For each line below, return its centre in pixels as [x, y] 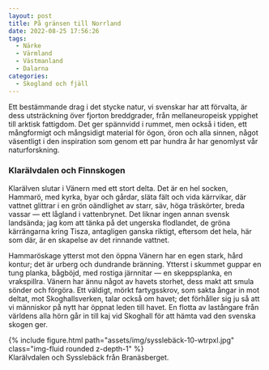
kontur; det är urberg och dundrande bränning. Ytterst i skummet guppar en [135, 264]
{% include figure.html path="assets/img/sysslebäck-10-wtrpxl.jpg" [122, 340]
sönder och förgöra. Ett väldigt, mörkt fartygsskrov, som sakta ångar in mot [134, 290]
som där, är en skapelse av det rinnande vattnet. [89, 240]
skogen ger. [28, 324]
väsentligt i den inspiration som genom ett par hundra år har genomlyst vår [133, 141]
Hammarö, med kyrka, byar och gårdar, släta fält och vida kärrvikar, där [128, 197]
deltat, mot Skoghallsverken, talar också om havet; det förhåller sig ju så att [134, 298]
